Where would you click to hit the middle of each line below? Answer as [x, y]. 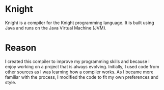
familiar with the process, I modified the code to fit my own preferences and [82, 77]
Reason [21, 48]
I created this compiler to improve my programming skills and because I [77, 61]
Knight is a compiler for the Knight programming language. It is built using [80, 23]
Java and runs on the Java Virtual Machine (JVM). [56, 28]
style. [11, 82]
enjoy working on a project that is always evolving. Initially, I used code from [82, 66]
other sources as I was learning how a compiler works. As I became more [79, 72]
